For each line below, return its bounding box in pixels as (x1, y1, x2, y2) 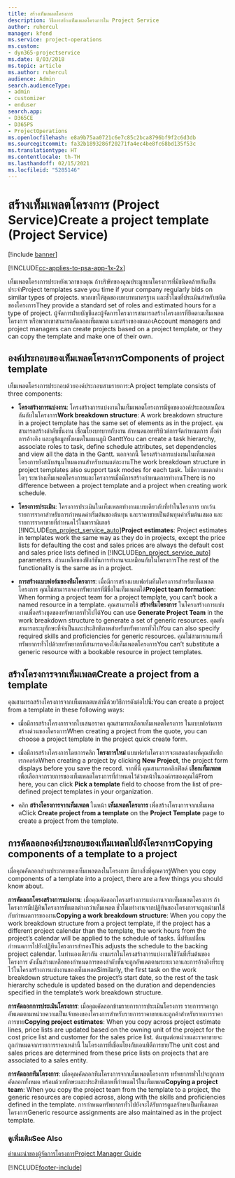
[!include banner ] (8, 250, 58, 258)
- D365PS (8, 120, 34, 128)
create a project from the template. (17, 817, 119, 825)
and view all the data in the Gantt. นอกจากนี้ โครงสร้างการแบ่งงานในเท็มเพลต (17, 450, 215, 459)
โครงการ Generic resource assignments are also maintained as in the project (8, 1108, 222, 1116)
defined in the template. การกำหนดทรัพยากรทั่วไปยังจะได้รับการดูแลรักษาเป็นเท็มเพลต (8, 1100, 219, 1109)
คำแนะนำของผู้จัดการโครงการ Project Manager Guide (8, 1149, 142, 1158)
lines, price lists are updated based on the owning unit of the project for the (8, 1025, 226, 1034)
